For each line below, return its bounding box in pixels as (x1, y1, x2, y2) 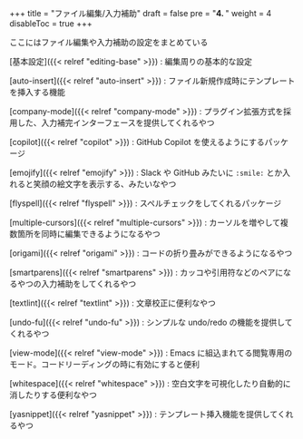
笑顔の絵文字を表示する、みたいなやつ (33, 179, 177, 189)
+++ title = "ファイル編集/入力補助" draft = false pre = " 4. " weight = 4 (9, 8, 272, 18)
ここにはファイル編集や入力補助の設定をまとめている (9, 37, 209, 47)
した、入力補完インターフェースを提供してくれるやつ (16, 117, 215, 128)
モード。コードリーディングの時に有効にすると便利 (9, 359, 200, 369)
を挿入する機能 (9, 87, 65, 97)
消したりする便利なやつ (9, 389, 97, 400)
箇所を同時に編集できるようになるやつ (16, 229, 161, 239)
